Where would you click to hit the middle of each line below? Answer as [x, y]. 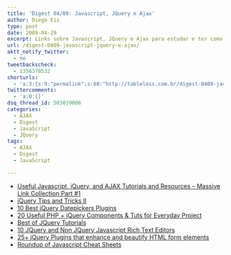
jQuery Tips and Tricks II [52, 201]
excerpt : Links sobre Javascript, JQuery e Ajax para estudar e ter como [115, 39]
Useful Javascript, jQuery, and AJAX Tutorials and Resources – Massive [119, 186]
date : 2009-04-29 [32, 33]
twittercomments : [32, 90]
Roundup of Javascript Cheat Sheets [69, 244]
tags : [15, 142]
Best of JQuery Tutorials [52, 222]
